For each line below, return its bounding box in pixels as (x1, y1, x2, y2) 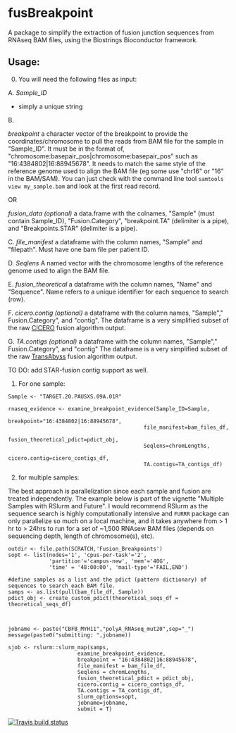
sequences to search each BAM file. (8, 582, 116, 589)
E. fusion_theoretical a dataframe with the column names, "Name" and (8, 280, 212, 288)
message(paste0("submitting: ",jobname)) (8, 632, 132, 639)
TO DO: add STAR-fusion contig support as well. (8, 365, 149, 374)
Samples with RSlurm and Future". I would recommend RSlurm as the (8, 501, 209, 510)
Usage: (8, 56, 41, 68)
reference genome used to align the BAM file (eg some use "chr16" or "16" (8, 167, 224, 175)
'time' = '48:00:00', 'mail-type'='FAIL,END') (49, 563, 189, 571)
